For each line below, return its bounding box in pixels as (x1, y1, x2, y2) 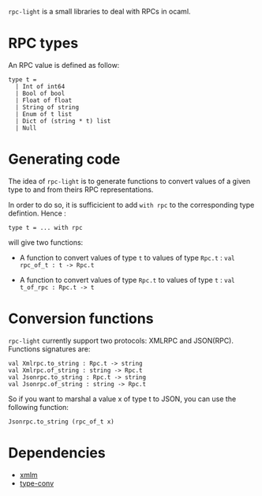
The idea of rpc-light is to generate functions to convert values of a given (8, 176, 251, 186)
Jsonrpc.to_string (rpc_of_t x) (8, 418, 114, 426)
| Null (15, 124, 37, 132)
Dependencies (8, 444, 106, 461)
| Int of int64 (15, 82, 65, 90)
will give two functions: (8, 237, 84, 247)
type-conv (19, 478, 54, 488)
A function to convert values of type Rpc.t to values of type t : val (19, 275, 235, 284)
